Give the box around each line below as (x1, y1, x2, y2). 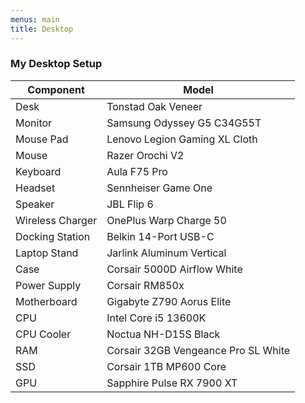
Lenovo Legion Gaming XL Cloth (106, 132, 258, 146)
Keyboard (15, 164, 62, 178)
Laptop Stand (15, 246, 79, 260)
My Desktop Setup (10, 57, 103, 71)
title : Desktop (10, 24, 74, 34)
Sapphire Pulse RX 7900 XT (106, 376, 238, 390)
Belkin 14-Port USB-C (106, 229, 215, 243)
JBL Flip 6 (106, 197, 154, 211)
